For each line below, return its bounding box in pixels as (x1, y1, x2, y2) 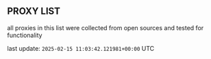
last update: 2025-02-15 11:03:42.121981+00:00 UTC (7, 44, 155, 52)
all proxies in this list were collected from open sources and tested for (7, 23, 204, 32)
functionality (7, 31, 42, 39)
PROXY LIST (7, 5, 60, 17)
